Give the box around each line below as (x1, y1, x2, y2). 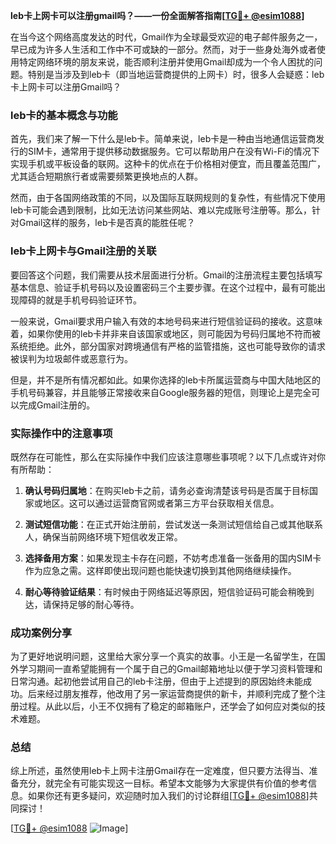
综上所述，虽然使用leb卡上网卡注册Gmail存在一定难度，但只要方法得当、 (10, 765, 310, 777)
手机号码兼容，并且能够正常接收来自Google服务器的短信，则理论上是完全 (10, 386, 312, 398)
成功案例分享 (10, 625, 73, 639)
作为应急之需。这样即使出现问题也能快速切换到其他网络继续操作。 (24, 564, 297, 576)
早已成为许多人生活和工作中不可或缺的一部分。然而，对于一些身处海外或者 (10, 44, 317, 55)
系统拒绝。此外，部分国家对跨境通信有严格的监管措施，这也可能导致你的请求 (10, 340, 326, 352)
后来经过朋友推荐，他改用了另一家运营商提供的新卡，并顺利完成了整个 (27, 688, 317, 700)
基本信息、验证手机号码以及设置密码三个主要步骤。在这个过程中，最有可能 (10, 281, 317, 293)
